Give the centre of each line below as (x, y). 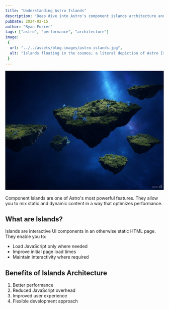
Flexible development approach (45, 301)
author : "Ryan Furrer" (29, 27)
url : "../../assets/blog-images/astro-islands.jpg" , (66, 48)
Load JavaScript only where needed (50, 246)
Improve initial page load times (44, 252)
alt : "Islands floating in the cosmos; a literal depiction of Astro (84, 53)
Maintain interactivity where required (51, 257)
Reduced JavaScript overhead (44, 290)
